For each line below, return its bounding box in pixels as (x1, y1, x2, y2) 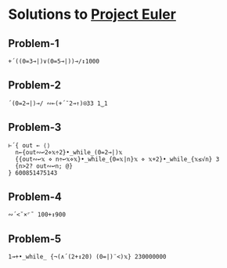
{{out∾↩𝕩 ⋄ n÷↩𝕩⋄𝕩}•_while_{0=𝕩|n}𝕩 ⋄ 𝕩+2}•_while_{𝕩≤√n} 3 (15, 155, 220, 163)
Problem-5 (8, 232, 62, 245)
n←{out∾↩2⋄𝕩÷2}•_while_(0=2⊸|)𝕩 (15, 148, 123, 156)
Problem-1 (8, 37, 60, 50)
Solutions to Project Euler (8, 5, 176, 24)
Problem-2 (8, 78, 61, 92)
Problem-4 (8, 190, 63, 204)
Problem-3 (8, 121, 62, 134)
